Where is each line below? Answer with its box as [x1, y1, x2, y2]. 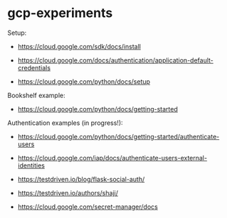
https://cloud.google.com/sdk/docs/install [17, 42, 141, 50]
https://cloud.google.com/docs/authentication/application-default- [17, 55, 213, 65]
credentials [17, 63, 51, 72]
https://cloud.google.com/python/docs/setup [17, 77, 151, 86]
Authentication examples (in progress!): [7, 119, 123, 127]
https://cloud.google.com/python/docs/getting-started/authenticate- [17, 132, 220, 141]
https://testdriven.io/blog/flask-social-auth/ [17, 175, 145, 183]
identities [17, 161, 45, 170]
